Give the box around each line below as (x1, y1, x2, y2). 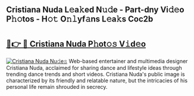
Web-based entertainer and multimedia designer (68, 58, 188, 64)
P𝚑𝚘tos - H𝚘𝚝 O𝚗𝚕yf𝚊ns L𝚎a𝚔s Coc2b (6, 14, 154, 24)
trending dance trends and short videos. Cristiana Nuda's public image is (6, 71, 186, 78)
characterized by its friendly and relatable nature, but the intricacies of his (6, 77, 188, 84)
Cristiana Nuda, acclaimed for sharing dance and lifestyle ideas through (6, 64, 183, 71)
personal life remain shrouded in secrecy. (6, 83, 108, 90)
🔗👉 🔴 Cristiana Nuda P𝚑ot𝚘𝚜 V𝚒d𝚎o (6, 39, 146, 49)
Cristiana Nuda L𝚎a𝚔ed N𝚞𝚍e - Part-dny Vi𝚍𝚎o (6, 5, 184, 15)
